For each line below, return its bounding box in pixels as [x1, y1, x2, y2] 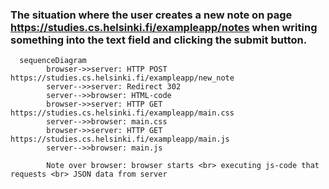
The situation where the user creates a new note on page [10, 8, 293, 22]
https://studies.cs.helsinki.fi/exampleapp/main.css [10, 108, 235, 118]
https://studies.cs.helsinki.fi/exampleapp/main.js [10, 134, 230, 145]
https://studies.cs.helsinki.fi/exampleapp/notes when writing [10, 20, 318, 34]
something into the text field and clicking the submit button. [10, 33, 308, 47]
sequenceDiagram [19, 56, 87, 66]
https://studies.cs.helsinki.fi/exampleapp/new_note [10, 73, 235, 83]
